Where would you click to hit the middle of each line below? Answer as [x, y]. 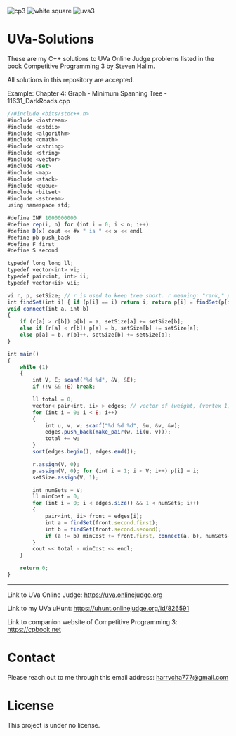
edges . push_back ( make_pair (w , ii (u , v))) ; [108, 432]
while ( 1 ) [34, 367]
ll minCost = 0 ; [56, 497]
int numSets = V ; [58, 490]
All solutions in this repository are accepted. [71, 79]
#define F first [31, 244]
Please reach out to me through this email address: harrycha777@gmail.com [118, 677]
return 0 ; [34, 568]
